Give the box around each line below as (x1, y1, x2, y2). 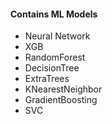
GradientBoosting (24, 94, 98, 106)
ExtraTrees (24, 73, 70, 85)
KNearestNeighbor (24, 83, 103, 95)
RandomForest (24, 51, 86, 64)
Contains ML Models (10, 8, 98, 20)
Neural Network (24, 30, 91, 42)
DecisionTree (24, 62, 80, 74)
